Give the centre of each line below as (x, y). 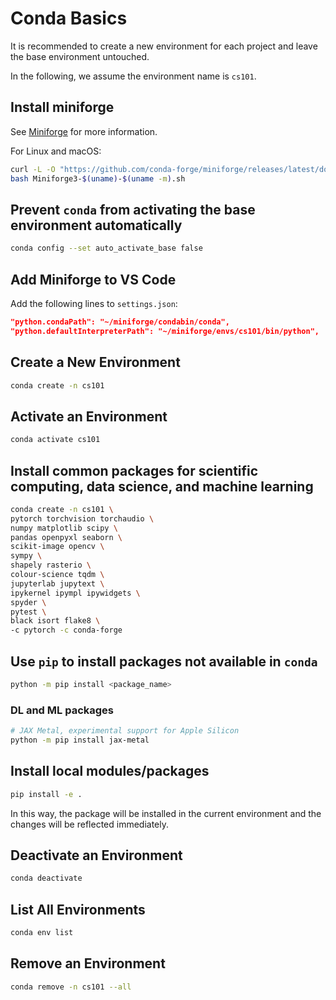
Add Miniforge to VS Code (93, 279)
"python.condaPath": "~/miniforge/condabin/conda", (120, 322)
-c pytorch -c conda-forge (66, 630)
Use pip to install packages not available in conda (164, 661)
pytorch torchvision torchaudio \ (82, 518)
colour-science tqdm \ (57, 575)
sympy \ (26, 556)
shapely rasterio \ (51, 565)
